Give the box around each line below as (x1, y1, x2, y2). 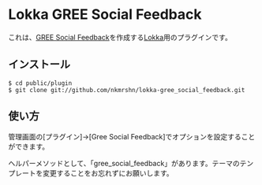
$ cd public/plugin (8, 79, 73, 87)
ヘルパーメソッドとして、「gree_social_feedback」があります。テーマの (8, 158, 240, 168)
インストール (8, 57, 71, 72)
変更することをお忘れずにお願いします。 (42, 168, 174, 178)
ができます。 (8, 142, 50, 151)
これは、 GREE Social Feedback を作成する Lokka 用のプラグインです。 (8, 32, 233, 42)
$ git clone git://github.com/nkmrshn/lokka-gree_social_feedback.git (8, 86, 245, 94)
